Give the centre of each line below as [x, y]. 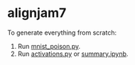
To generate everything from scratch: [62, 32]
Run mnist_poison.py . [49, 46]
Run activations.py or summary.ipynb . [73, 54]
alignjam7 [37, 13]
